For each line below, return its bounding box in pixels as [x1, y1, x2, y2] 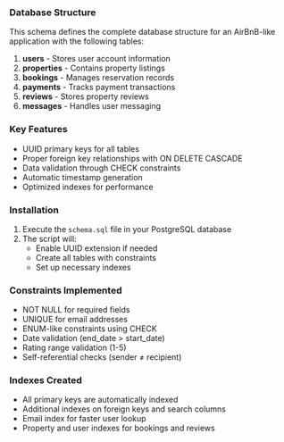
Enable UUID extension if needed [35, 243, 158, 254]
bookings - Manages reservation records [21, 72, 175, 83]
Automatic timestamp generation [21, 171, 143, 182]
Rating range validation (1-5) [21, 342, 127, 354]
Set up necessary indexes [35, 262, 131, 272]
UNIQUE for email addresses [21, 314, 128, 325]
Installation [9, 204, 60, 216]
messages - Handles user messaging [21, 101, 161, 112]
